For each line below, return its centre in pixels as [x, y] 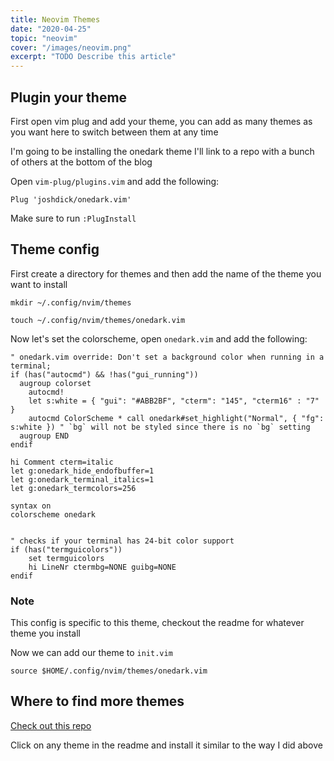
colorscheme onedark [53, 514]
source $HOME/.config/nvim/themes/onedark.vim [109, 671]
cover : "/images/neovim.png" [71, 47]
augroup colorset [55, 383]
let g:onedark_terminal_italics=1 [82, 479]
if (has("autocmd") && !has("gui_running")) [104, 374]
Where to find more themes [97, 701]
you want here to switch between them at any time [114, 132]
